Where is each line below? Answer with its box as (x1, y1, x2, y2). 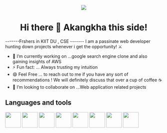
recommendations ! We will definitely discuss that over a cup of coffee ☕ (12, 77, 163, 83)
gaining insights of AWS (12, 58, 62, 64)
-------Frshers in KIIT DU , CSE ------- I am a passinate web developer (5, 38, 151, 44)
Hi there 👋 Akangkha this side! (19, 22, 148, 33)
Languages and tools (5, 99, 72, 107)
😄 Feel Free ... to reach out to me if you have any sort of (12, 71, 129, 77)
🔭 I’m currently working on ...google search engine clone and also (12, 53, 148, 59)
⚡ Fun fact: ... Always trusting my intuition (12, 64, 98, 70)
